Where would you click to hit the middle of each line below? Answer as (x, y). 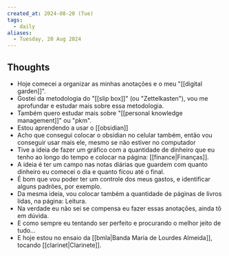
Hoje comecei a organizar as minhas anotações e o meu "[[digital (110, 83)
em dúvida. (33, 215)
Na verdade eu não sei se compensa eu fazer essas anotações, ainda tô (119, 208)
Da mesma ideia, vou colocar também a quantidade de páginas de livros (119, 193)
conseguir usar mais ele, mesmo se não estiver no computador (106, 142)
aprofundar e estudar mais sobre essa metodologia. (90, 106)
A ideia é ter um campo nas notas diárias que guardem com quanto (112, 164)
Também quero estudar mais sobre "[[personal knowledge (100, 113)
